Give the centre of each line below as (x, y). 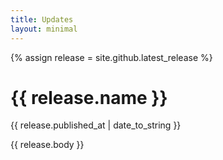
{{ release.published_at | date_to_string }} (96, 125)
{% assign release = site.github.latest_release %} (111, 57)
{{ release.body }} (47, 145)
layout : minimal (44, 29)
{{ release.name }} (89, 97)
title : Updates (42, 19)
